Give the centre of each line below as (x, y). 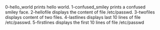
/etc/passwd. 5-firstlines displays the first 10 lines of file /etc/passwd (75, 22)
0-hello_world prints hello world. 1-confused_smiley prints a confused (75, 7)
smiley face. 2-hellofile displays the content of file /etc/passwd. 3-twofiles (80, 12)
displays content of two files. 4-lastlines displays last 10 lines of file (73, 17)
